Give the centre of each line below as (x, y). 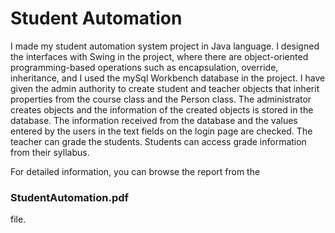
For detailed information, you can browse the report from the (135, 171)
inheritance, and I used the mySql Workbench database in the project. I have (168, 78)
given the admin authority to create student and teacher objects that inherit (165, 88)
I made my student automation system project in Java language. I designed (165, 46)
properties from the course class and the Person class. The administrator (161, 99)
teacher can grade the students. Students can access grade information (158, 141)
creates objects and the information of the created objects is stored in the (162, 109)
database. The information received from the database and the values (154, 120)
